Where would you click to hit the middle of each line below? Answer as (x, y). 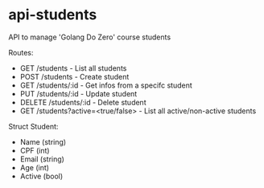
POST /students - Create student (74, 76)
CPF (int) (35, 150)
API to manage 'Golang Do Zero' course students (90, 37)
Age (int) (35, 167)
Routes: (21, 52)
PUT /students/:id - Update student (78, 93)
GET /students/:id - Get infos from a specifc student (106, 85)
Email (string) (42, 159)
